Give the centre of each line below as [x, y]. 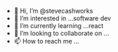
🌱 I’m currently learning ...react [59, 26]
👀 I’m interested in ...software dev [62, 18]
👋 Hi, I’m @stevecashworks [53, 11]
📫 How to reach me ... [46, 41]
